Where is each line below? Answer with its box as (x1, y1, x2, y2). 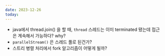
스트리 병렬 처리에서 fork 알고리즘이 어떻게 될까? (12, 45, 107, 51)
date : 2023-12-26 (5, 7, 41, 12)
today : (5, 12, 19, 17)
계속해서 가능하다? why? (17, 32, 66, 38)
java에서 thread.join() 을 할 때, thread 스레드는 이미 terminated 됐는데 (12, 26, 151, 32)
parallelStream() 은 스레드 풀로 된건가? (12, 38, 92, 45)
